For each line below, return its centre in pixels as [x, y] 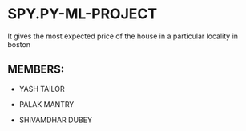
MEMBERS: [36, 70]
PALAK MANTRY [46, 104]
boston [19, 44]
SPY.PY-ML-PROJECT [83, 14]
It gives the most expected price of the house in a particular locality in [123, 36]
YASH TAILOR [42, 89]
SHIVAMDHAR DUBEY [56, 120]
